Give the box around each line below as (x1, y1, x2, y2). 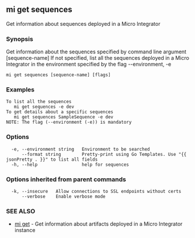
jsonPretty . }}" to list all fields (6, 157, 98, 162)
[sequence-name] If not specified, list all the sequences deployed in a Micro (6, 55, 190, 62)
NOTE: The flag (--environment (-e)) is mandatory (6, 120, 132, 125)
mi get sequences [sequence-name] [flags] (6, 72, 111, 78)
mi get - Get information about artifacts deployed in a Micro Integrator (14, 220, 183, 227)
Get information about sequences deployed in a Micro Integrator (6, 20, 161, 27)
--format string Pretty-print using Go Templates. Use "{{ (21, 151, 187, 157)
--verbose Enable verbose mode (21, 193, 106, 199)
